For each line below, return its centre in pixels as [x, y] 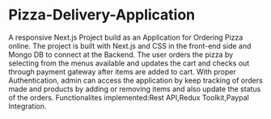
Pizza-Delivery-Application [102, 15]
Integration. [28, 106]
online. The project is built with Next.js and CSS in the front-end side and [130, 45]
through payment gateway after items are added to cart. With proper [122, 71]
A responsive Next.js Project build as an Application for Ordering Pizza [126, 37]
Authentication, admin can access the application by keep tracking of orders [135, 80]
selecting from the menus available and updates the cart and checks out [129, 63]
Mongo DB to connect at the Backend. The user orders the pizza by [121, 54]
